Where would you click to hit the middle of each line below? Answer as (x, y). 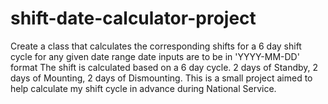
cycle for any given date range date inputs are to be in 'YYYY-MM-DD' (155, 56)
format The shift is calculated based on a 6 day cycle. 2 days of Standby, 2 (164, 67)
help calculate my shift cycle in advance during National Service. (143, 88)
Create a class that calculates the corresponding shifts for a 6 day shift (156, 46)
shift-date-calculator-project (133, 18)
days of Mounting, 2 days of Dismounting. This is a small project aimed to (161, 78)
